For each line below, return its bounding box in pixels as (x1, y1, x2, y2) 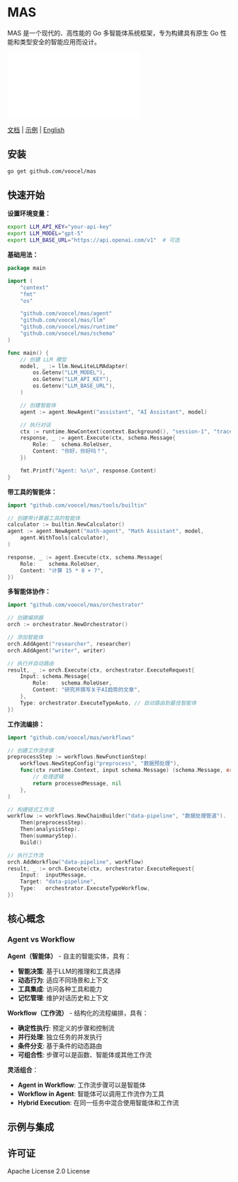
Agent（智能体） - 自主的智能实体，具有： (7, 952, 132, 960)
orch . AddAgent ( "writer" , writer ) (7, 647, 106, 654)
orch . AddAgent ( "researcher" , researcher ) (7, 640, 132, 648)
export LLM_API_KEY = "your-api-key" (7, 223, 113, 231)
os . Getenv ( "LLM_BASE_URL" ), (33, 382, 115, 389)
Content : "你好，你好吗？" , (33, 448, 108, 455)
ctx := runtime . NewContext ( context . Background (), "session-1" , (20, 428, 211, 435)
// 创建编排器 (7, 614, 44, 622)
